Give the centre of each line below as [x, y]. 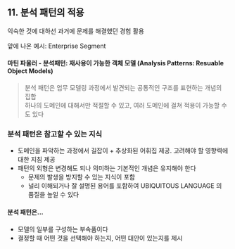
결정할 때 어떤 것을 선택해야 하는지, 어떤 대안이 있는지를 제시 [100, 238]
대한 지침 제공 [36, 160]
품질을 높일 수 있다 [53, 195]
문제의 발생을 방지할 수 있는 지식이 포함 [82, 177]
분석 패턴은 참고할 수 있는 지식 [55, 134]
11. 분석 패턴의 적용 [46, 13]
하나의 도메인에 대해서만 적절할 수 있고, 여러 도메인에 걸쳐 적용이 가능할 [122, 106]
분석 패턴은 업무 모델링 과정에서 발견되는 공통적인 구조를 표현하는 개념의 [123, 88]
